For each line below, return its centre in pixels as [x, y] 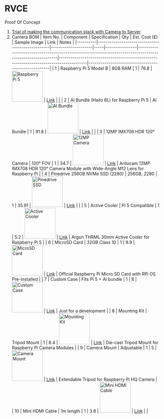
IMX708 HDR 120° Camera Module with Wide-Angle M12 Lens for [78, 168]
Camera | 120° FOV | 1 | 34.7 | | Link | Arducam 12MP [81, 163]
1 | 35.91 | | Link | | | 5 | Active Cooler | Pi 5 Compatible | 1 [85, 205]
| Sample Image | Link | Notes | [43, 42]
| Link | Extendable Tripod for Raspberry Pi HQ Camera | [100, 379]
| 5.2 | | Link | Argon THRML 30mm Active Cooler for [81, 237]
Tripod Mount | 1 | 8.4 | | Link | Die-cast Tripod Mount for [85, 342]
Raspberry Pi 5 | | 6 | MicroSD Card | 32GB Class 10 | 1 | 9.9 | [73, 242]
